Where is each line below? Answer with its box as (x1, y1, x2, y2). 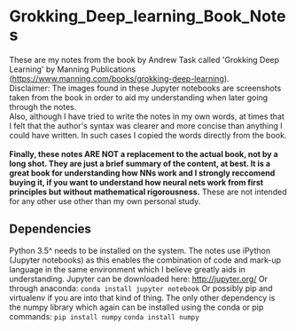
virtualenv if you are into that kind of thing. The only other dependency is (9, 292, 276, 303)
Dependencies (9, 222, 91, 237)
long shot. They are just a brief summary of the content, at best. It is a (9, 158, 271, 169)
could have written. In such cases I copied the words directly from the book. (9, 130, 287, 140)
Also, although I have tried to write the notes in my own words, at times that (9, 111, 285, 122)
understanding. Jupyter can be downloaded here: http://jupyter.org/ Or (9, 273, 269, 284)
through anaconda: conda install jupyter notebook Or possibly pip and (9, 282, 273, 294)
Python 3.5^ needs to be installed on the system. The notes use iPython (9, 245, 271, 256)
